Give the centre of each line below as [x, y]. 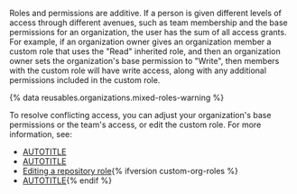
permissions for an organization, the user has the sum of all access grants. [148, 32]
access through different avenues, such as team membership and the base [148, 23]
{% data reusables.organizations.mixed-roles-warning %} [116, 97]
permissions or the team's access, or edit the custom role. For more [135, 125]
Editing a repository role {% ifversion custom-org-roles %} [130, 171]
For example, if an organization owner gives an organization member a [140, 42]
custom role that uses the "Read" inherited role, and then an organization [145, 51]
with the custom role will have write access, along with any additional [138, 70]
